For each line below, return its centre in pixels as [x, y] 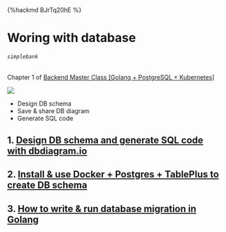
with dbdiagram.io [47, 151]
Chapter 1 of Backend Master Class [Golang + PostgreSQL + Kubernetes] [111, 77]
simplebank [23, 57]
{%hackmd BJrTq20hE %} [44, 10]
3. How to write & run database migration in [102, 209]
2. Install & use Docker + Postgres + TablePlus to [113, 174]
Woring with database [72, 38]
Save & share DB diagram [53, 111]
